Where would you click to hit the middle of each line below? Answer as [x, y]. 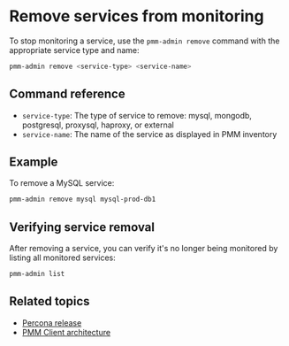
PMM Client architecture [66, 332]
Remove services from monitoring [137, 16]
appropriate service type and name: [74, 50]
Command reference [67, 94]
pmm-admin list [37, 274]
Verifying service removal [82, 227]
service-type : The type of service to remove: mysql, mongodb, [137, 115]
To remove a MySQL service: [62, 183]
